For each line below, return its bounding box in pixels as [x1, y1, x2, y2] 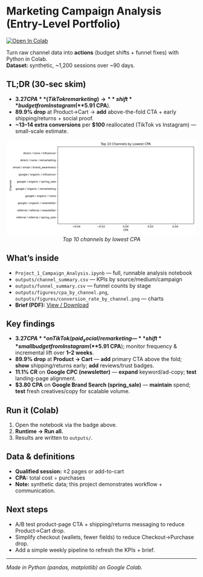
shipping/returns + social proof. [14, 114, 94, 122]
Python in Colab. [6, 55, 48, 62]
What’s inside [6, 253, 59, 264]
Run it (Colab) [6, 405, 59, 416]
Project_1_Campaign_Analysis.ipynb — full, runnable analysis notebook [14, 269, 192, 276]
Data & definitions [6, 452, 76, 462]
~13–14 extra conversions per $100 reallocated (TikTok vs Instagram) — [14, 121, 196, 128]
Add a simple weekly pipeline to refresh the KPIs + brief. [14, 546, 155, 553]
